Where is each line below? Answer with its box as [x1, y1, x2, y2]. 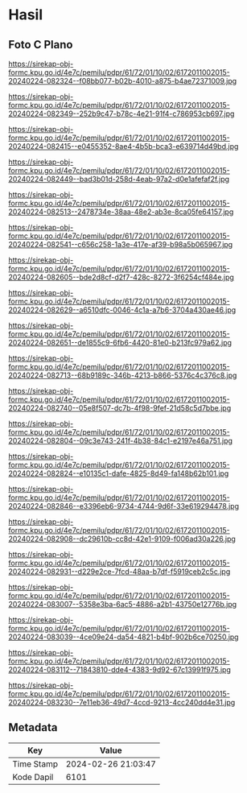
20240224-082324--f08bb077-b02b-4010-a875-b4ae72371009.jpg [8, 76, 237, 85]
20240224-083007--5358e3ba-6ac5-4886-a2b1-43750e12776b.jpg [8, 600, 237, 609]
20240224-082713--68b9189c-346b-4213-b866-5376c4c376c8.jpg [8, 370, 237, 380]
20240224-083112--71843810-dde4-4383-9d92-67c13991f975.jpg [8, 665, 231, 674]
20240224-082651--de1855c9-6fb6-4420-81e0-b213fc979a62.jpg [8, 338, 232, 347]
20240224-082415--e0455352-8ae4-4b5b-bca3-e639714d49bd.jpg [8, 142, 239, 151]
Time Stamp [12, 758, 59, 770]
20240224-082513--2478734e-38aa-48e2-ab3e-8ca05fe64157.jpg [8, 207, 234, 217]
